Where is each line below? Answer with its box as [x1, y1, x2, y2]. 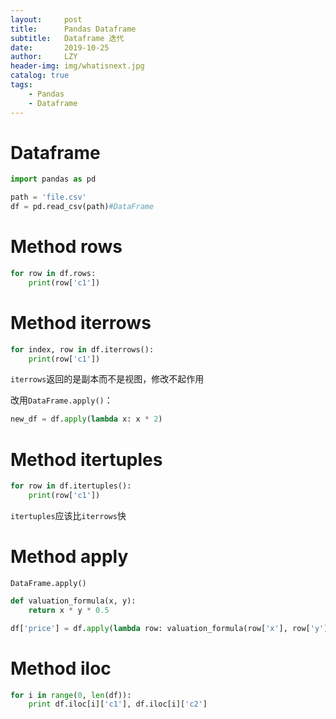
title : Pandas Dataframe [10, 24, 137, 34]
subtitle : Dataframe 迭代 [10, 33, 125, 43]
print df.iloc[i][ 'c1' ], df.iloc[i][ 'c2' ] [28, 699, 208, 710]
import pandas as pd [10, 174, 97, 185]
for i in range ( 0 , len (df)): [10, 690, 132, 700]
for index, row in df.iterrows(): [10, 344, 155, 355]
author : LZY [10, 52, 78, 62]
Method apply [10, 546, 129, 568]
